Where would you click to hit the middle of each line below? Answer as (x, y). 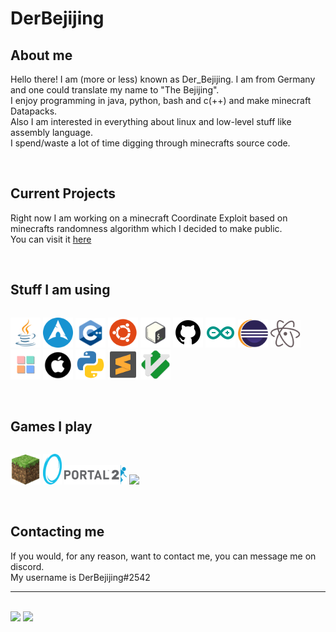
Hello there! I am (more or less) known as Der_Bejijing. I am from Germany (163, 79)
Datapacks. (34, 111)
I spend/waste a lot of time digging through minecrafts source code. (150, 143)
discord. (27, 566)
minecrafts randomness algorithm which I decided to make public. (146, 228)
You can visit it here (51, 239)
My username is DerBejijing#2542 (80, 577)
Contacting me (57, 532)
